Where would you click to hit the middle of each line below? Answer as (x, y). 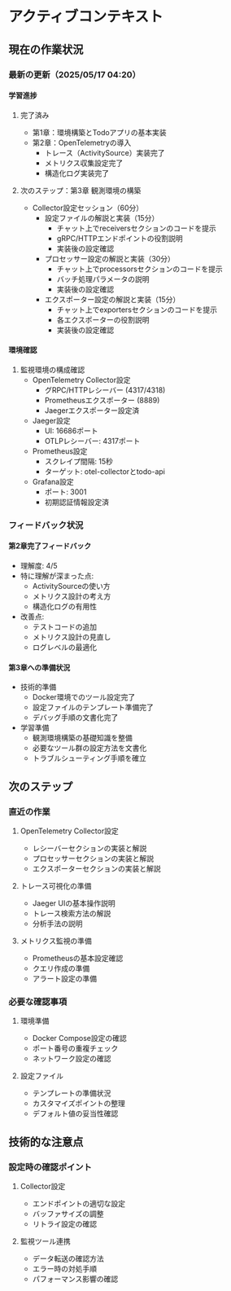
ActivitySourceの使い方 (72, 586)
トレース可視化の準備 (56, 885)
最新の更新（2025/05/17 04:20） (74, 74)
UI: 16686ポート (71, 430)
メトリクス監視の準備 (56, 941)
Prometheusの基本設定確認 (78, 958)
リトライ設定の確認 (65, 1223)
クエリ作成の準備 (61, 968)
